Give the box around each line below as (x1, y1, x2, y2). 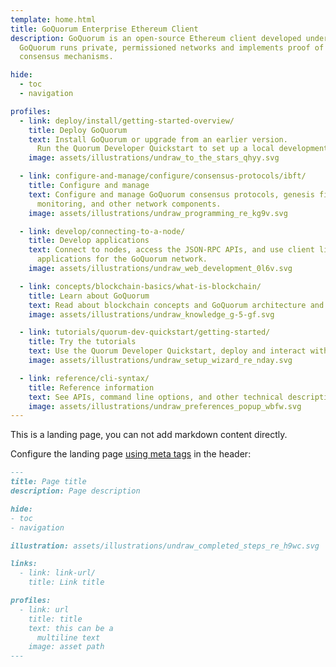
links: (10, 559, 38, 569)
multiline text (36, 632, 101, 643)
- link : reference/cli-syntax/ (19, 373, 150, 383)
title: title (28, 614, 83, 624)
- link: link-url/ (19, 568, 97, 578)
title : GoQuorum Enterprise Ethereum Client (10, 24, 199, 34)
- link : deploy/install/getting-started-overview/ (19, 116, 235, 126)
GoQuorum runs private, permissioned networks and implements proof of (19, 42, 325, 53)
